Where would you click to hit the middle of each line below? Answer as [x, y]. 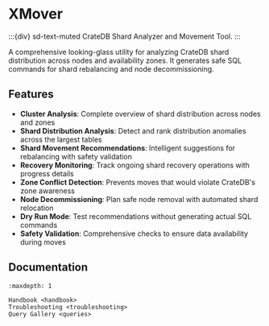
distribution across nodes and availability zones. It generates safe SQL [125, 60]
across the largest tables [61, 139]
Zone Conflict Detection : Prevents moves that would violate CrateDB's [138, 182]
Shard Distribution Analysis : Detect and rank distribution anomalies [133, 130]
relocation [37, 208]
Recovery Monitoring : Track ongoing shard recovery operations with [134, 165]
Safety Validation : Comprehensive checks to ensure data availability [134, 233]
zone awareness [47, 191]
